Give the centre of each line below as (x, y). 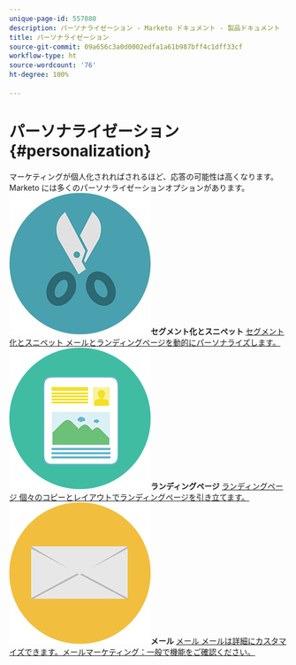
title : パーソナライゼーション (59, 37)
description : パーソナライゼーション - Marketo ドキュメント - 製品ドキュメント (145, 28)
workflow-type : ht (43, 56)
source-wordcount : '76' (53, 65)
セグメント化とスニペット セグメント (217, 331)
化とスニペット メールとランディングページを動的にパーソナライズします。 (145, 342)
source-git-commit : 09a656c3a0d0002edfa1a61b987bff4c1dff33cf (126, 47)
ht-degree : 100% (39, 75)
